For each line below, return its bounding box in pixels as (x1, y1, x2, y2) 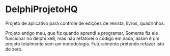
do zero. (5, 46, 23, 52)
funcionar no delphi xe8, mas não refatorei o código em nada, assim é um (5, 35, 160, 41)
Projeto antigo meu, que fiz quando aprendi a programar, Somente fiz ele (5, 30, 158, 36)
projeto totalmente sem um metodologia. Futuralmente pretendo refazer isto (5, 40, 164, 46)
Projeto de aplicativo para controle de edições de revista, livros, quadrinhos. (5, 20, 165, 26)
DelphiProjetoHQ (5, 4, 78, 15)
